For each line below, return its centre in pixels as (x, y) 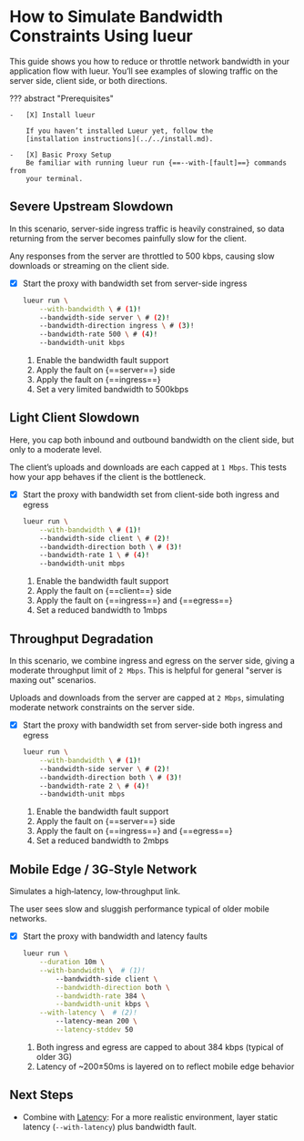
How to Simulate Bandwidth (117, 17)
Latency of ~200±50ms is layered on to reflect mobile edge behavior (165, 1066)
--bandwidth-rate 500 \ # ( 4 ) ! (99, 334)
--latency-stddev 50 (95, 1030)
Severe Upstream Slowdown (91, 207)
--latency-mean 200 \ (97, 1022)
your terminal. (55, 178)
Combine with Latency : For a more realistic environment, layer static (150, 1116)
